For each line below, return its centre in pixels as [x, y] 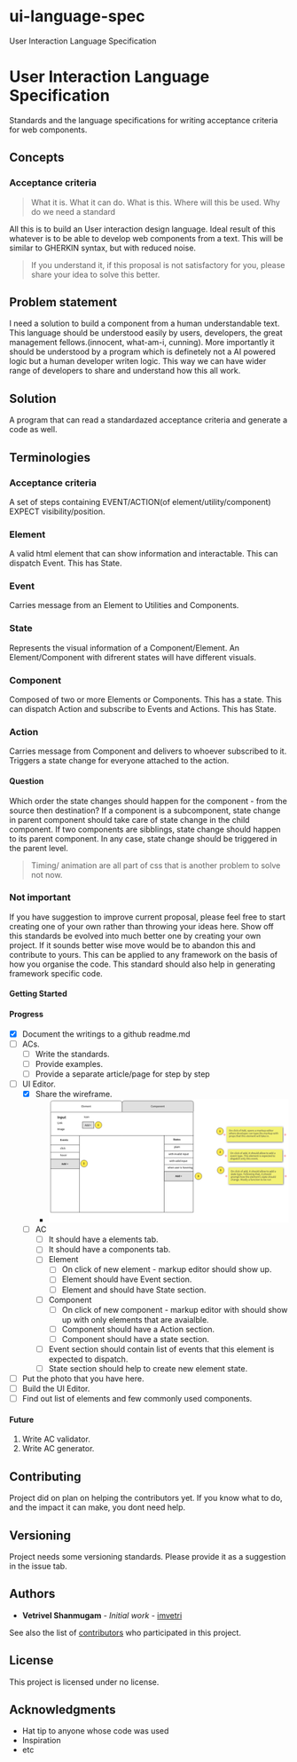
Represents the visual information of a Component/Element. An [125, 648]
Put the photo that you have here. [83, 1379]
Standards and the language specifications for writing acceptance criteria [144, 120]
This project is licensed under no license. [84, 1682]
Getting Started [39, 994]
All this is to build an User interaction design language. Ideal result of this [143, 229]
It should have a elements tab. [103, 1239]
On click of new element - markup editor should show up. [167, 1269]
